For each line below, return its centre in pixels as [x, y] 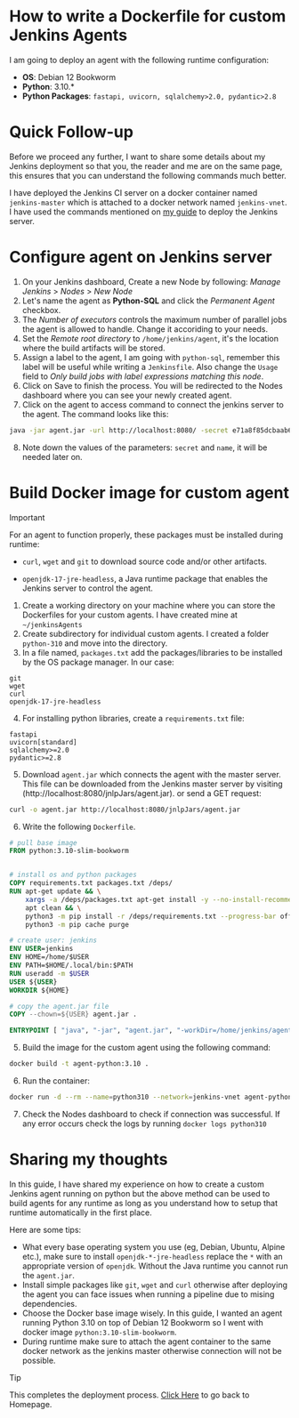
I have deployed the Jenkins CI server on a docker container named [133, 192]
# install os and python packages [73, 875]
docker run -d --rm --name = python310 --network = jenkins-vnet [125, 1097]
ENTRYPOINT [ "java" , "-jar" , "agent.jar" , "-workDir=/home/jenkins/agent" [153, 1031]
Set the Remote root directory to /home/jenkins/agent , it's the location [150, 338]
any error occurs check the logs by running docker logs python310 [144, 1124]
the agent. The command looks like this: [95, 414]
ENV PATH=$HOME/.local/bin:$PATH [71, 965]
